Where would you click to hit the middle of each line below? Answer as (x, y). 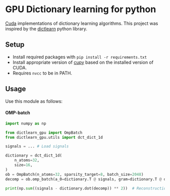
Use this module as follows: (34, 101)
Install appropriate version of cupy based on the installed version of (83, 62)
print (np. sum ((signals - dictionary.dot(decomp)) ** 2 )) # (70, 188)
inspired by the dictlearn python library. (46, 28)
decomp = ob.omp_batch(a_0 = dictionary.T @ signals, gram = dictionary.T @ (83, 179)
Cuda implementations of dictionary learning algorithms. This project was (82, 23)
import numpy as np (26, 123)
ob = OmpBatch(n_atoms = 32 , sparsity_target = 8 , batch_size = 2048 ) (74, 174)
